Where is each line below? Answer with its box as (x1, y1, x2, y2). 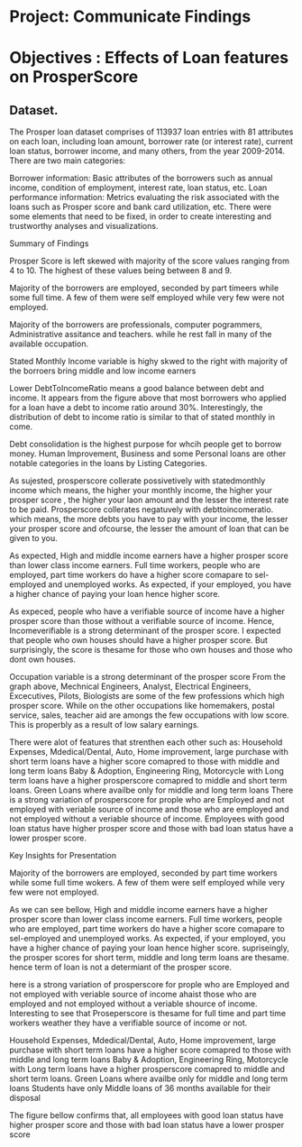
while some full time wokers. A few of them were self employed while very (9, 877, 286, 888)
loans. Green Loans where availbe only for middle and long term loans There (9, 785, 294, 795)
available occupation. (9, 338, 88, 349)
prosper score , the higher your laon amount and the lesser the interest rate (9, 494, 289, 506)
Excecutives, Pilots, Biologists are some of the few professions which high (9, 691, 285, 702)
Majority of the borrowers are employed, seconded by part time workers (9, 867, 278, 878)
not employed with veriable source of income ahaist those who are (9, 989, 257, 1000)
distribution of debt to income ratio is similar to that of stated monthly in (9, 412, 275, 423)
